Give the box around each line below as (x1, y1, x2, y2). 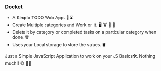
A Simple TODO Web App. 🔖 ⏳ (12, 15, 73, 20)
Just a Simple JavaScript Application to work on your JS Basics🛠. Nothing (5, 53, 156, 59)
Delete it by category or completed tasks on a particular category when (12, 29, 157, 35)
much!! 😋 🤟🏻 (5, 60, 32, 66)
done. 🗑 (12, 35, 29, 40)
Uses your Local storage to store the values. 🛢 (12, 42, 106, 48)
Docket (5, 3, 23, 10)
